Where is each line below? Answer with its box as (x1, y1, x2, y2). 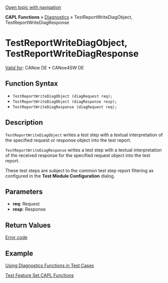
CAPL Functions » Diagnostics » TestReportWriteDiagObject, (5, 14, 133, 20)
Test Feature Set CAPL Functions (5, 272, 74, 278)
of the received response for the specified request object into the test (5, 152, 151, 158)
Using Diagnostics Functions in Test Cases (5, 263, 95, 268)
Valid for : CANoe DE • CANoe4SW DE (5, 64, 85, 70)
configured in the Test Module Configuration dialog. (5, 173, 115, 179)
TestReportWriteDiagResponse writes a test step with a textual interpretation (5, 147, 162, 153)
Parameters (5, 187, 43, 196)
